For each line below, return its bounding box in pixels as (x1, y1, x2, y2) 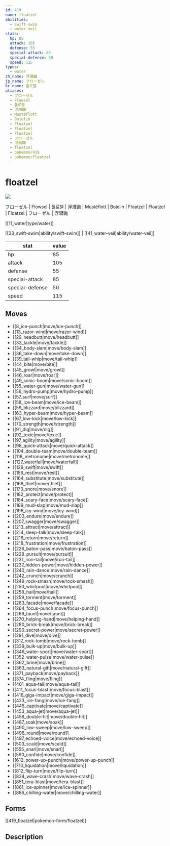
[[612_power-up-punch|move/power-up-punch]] (12, 757, 115, 763)
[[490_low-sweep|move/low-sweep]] (12, 724, 91, 730)
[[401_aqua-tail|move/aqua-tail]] (12, 681, 81, 687)
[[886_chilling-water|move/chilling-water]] (12, 789, 101, 795)
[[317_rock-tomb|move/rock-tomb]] (12, 637, 86, 643)
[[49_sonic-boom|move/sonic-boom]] (12, 377, 92, 383)
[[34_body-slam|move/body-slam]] (12, 345, 87, 351)
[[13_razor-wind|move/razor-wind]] (12, 329, 87, 335)
